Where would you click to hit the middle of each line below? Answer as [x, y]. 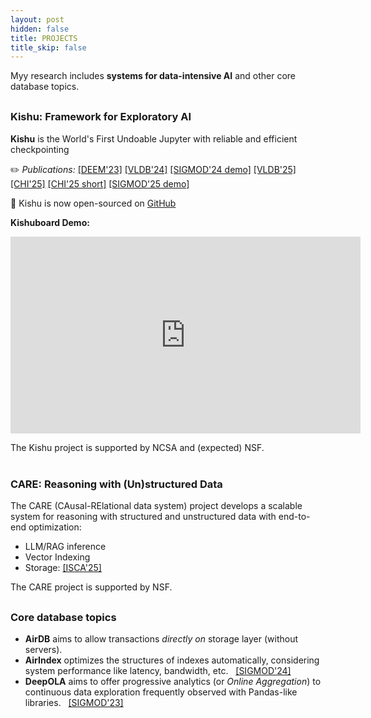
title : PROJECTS [44, 38]
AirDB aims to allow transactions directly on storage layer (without [161, 639]
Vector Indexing [57, 557]
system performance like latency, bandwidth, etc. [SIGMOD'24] [158, 671]
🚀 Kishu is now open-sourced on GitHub [93, 203]
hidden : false [40, 29]
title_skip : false [48, 47]
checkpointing [40, 149]
